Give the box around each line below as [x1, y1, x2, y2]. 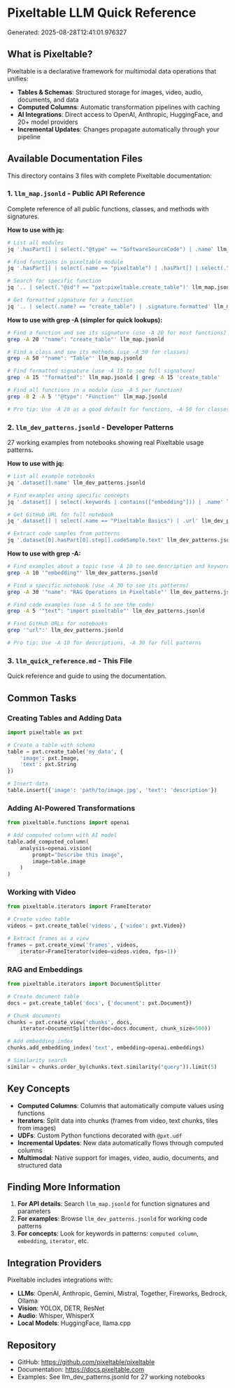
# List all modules [7, 239, 64, 246]
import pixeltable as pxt [7, 729, 83, 736]
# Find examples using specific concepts [7, 492, 130, 499]
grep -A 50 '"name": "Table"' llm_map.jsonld [7, 355, 142, 362]
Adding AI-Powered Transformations [7, 803, 136, 813]
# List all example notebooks [7, 473, 96, 480]
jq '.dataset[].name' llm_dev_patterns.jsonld [7, 479, 145, 486]
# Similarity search [7, 1057, 68, 1064]
